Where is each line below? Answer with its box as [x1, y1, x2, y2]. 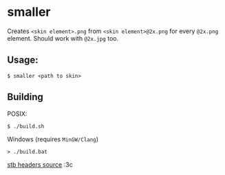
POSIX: [7, 110, 28, 118]
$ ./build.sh [7, 123, 45, 130]
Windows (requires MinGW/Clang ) [7, 135, 98, 143]
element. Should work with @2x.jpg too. [7, 34, 119, 42]
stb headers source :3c [7, 160, 74, 169]
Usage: [7, 54, 39, 66]
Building [7, 91, 43, 103]
